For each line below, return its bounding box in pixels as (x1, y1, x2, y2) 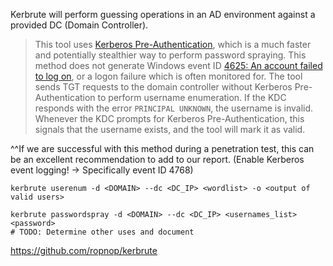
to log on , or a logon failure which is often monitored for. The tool (34, 70, 303, 82)
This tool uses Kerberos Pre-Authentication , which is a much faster (34, 39, 312, 50)
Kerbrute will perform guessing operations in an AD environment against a (10, 9, 316, 20)
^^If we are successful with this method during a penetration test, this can (10, 143, 315, 154)
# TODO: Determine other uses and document (10, 227, 195, 237)
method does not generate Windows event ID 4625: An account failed (34, 60, 323, 71)
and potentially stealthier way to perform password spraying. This (34, 49, 307, 61)
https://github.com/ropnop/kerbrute (10, 245, 158, 256)
